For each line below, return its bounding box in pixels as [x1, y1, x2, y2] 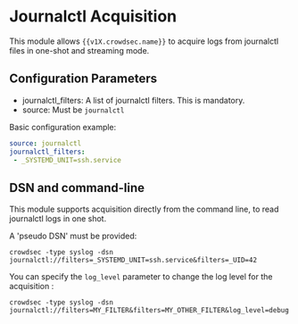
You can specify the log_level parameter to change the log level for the [9, 271, 273, 282]
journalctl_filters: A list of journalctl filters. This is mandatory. [21, 95, 245, 105]
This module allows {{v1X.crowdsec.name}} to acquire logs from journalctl [9, 36, 279, 46]
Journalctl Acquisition [9, 6, 177, 27]
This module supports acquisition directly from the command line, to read [9, 204, 279, 215]
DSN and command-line [9, 180, 145, 195]
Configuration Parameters [9, 71, 158, 87]
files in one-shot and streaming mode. [9, 45, 150, 55]
